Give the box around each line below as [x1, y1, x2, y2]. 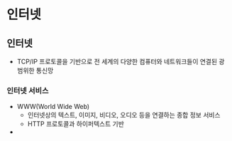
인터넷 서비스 [6, 85, 49, 95]
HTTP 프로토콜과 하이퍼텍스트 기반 [27, 120, 125, 128]
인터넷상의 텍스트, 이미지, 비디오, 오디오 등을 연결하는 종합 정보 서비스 [27, 111, 221, 120]
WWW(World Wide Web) [16, 103, 90, 111]
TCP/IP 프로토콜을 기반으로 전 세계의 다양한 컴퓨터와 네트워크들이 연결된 [16, 58, 218, 66]
